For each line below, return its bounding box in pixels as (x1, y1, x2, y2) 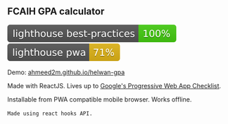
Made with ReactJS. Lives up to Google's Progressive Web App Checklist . (7, 81, 222, 90)
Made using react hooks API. (7, 110, 93, 117)
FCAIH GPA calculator (7, 6, 105, 18)
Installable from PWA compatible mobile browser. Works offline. (7, 95, 192, 104)
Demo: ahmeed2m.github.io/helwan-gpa (7, 68, 125, 76)
